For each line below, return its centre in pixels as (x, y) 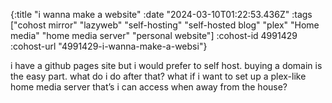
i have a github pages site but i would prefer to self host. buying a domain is (166, 65)
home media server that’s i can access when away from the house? (149, 87)
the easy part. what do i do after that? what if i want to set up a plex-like (158, 76)
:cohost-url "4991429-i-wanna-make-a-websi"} (109, 46)
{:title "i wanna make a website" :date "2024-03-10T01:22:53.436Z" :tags (161, 14)
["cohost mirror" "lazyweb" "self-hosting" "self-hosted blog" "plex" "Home (165, 25)
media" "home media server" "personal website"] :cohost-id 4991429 (154, 35)
